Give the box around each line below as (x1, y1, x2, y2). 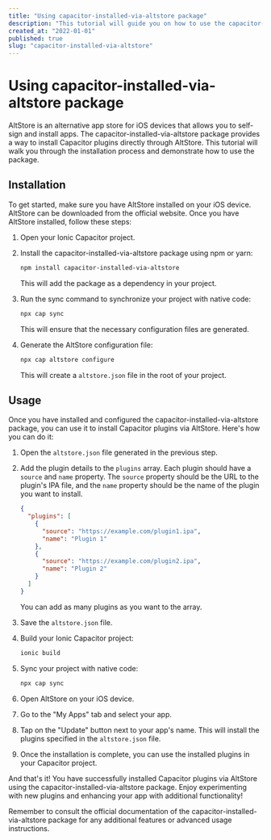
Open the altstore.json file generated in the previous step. (19, 447, 218, 457)
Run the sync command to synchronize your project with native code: (19, 294, 252, 304)
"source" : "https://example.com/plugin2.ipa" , (41, 557, 202, 565)
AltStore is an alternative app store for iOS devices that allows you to (8, 120, 236, 130)
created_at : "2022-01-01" (8, 27, 95, 35)
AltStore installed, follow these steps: (8, 216, 131, 226)
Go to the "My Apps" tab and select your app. (19, 709, 172, 719)
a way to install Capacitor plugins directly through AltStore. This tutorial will (8, 138, 258, 148)
